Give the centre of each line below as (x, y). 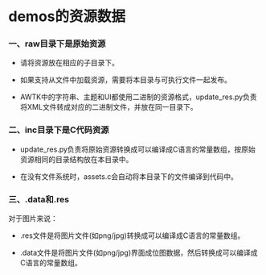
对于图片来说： (33, 219)
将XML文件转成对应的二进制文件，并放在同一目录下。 (108, 107)
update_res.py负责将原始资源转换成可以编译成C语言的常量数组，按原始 (137, 149)
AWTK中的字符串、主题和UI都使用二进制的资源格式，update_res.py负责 (138, 97)
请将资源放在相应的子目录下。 (69, 63)
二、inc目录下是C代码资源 (59, 130)
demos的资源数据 (67, 17)
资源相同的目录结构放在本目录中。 (76, 159)
